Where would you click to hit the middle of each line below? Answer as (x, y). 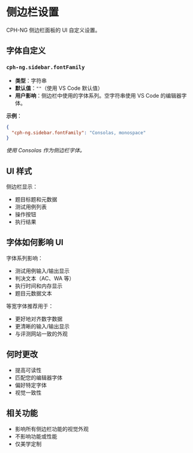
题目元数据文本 (33, 293)
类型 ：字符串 (31, 80)
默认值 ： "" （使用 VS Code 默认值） (59, 88)
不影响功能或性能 (36, 436)
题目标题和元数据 (36, 200)
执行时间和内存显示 (39, 286)
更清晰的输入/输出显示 (42, 326)
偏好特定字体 (31, 385)
